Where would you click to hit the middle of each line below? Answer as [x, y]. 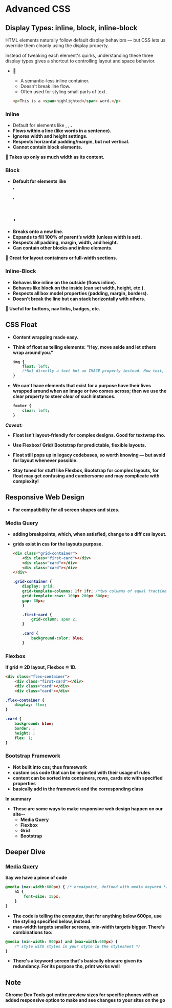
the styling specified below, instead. [52, 921]
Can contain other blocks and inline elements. [62, 248]
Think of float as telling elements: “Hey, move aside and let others [84, 347]
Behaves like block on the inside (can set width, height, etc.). [79, 288]
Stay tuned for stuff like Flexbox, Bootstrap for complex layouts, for [86, 470]
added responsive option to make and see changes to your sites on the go [85, 1000]
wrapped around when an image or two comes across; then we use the [90, 391]
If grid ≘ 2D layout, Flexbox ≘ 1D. [41, 667]
